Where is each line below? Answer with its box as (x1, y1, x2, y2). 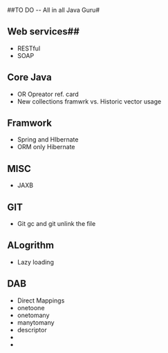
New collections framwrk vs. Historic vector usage (17, 97, 162, 106)
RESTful (17, 44, 41, 53)
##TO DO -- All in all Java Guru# (7, 6, 100, 14)
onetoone (17, 303, 45, 312)
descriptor (17, 325, 47, 334)
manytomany (17, 318, 55, 327)
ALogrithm (7, 240, 55, 251)
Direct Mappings (17, 296, 65, 305)
